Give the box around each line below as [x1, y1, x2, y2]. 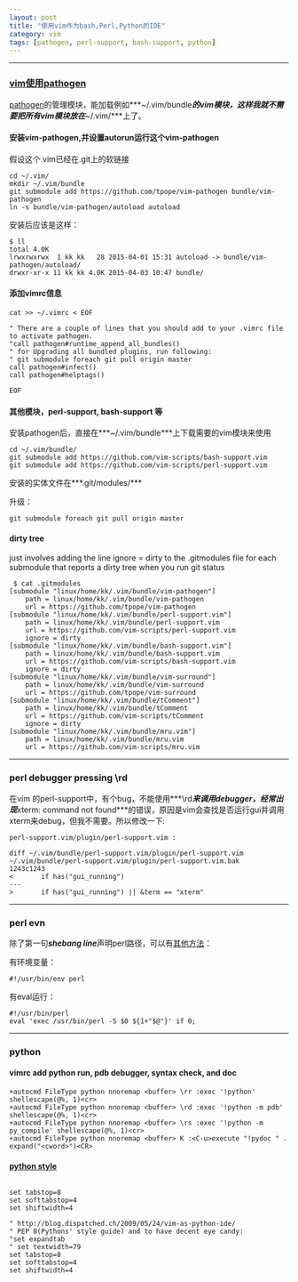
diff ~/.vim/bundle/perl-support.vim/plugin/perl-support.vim [9, 849, 244, 858]
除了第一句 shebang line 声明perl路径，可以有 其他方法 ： [9, 938, 213, 948]
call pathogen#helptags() [9, 370, 105, 379]
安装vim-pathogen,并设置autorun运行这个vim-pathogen [9, 133, 220, 143]
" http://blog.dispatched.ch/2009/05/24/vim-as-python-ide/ [9, 1220, 237, 1229]
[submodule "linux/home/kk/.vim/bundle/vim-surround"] [9, 673, 216, 681]
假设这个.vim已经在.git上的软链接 [9, 153, 130, 165]
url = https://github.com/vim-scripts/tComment [25, 712, 204, 721]
